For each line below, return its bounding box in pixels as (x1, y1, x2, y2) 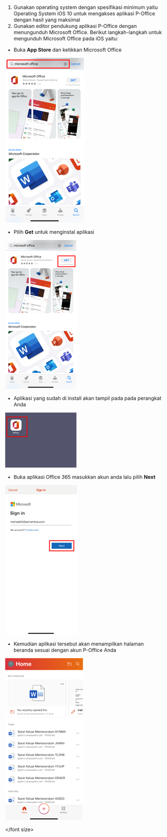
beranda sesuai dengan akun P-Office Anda (13, 646, 117, 653)
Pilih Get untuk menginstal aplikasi (13, 228, 95, 235)
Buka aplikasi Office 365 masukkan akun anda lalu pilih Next (13, 473, 156, 480)
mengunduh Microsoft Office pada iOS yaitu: (13, 35, 119, 42)
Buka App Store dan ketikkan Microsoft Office (13, 46, 122, 53)
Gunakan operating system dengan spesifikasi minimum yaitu (13, 4, 158, 10)
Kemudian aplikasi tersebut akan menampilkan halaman (13, 640, 144, 647)
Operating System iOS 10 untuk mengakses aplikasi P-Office (13, 10, 156, 17)
